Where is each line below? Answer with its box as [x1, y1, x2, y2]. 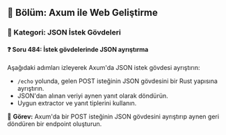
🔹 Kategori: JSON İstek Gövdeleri [7, 28, 122, 37]
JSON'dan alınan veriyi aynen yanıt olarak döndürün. [17, 91, 168, 100]
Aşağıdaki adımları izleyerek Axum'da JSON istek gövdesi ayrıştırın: [7, 63, 200, 71]
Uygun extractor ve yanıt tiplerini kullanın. [17, 98, 137, 107]
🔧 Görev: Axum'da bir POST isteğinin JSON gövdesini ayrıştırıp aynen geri [7, 112, 220, 120]
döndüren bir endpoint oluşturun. [7, 119, 102, 128]
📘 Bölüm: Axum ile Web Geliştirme [7, 7, 159, 19]
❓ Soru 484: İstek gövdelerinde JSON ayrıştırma [7, 45, 149, 53]
